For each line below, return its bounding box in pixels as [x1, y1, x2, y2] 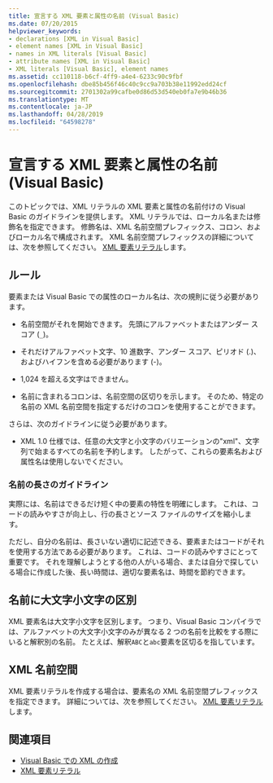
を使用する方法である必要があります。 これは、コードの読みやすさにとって [8, 547, 258, 556]
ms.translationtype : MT [8, 95, 89, 103]
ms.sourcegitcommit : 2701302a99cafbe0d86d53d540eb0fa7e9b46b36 [8, 87, 227, 96]
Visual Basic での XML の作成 [19, 755, 119, 766]
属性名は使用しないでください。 [19, 456, 128, 466]
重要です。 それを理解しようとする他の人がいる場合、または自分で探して [8, 556, 252, 566]
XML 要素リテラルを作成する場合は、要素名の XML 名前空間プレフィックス [8, 686, 258, 696]
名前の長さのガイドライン [8, 478, 109, 490]
